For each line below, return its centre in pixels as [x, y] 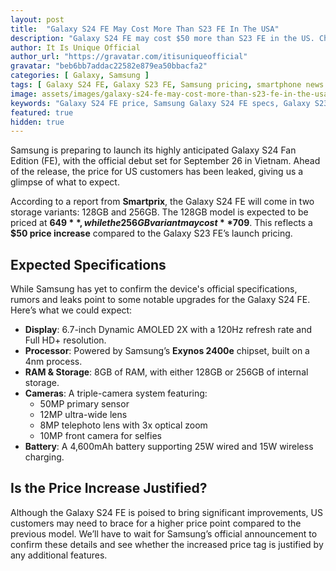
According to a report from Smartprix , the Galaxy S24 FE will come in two [162, 202]
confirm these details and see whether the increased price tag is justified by [167, 544]
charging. [44, 457]
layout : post [37, 19]
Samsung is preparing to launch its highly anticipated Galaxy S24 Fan [153, 150]
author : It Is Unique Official [75, 47]
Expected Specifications [88, 264]
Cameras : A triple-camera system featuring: [116, 393]
